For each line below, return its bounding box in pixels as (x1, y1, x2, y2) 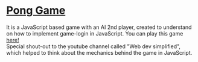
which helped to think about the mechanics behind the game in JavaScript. (6, 49, 193, 56)
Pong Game (6, 4, 66, 17)
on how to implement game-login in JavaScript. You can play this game (6, 29, 184, 37)
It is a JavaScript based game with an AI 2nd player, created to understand (6, 23, 192, 31)
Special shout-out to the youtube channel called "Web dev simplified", (6, 43, 181, 50)
